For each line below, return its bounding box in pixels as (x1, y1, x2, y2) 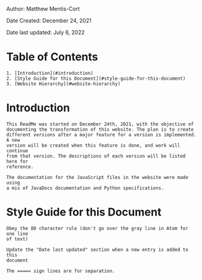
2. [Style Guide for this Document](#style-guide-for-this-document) (6, 75, 186, 82)
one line (6, 231, 29, 237)
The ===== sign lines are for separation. (6, 268, 115, 274)
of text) (6, 236, 29, 242)
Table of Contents (6, 50, 98, 64)
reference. (6, 164, 34, 170)
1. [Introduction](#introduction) (6, 70, 94, 76)
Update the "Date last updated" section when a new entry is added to (6, 247, 189, 253)
